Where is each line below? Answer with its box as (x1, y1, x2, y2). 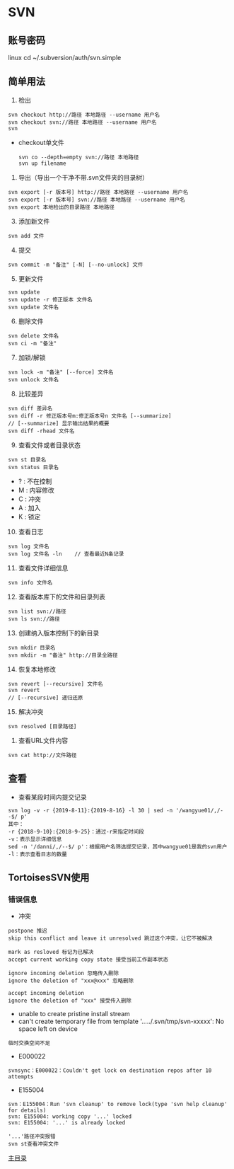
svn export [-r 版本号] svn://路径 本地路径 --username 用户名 (8, 196, 186, 203)
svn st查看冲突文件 (8, 1141, 59, 1148)
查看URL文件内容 (18, 736, 69, 744)
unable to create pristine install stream (18, 1010, 130, 1018)
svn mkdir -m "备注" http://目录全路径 (8, 652, 118, 659)
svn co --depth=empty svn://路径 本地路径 (18, 154, 139, 161)
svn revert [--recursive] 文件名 (8, 680, 103, 687)
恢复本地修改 (18, 664, 56, 673)
